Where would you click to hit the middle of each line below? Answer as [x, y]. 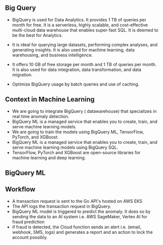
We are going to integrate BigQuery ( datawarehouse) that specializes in [84, 111]
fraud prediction [28, 222]
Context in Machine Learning [50, 99]
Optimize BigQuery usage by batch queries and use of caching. [76, 84]
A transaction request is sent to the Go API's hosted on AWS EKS [77, 201]
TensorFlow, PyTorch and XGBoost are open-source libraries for [76, 152]
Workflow [20, 189]
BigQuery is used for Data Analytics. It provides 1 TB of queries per [79, 19]
